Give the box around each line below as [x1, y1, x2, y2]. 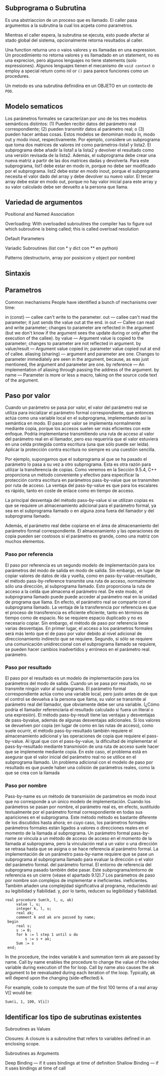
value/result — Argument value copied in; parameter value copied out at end [5, 345, 161, 351]
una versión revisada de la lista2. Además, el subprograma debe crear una [5, 152, 156, 158]
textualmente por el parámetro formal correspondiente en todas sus [5, 809, 143, 815]
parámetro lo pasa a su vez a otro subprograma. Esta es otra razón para [5, 461, 151, 467]
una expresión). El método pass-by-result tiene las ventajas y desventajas [5, 712, 155, 718]
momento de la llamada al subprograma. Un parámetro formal [5, 830, 131, 836]
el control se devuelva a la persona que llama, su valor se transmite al [5, 696, 146, 702]
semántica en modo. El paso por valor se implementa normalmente [5, 420, 141, 426]
